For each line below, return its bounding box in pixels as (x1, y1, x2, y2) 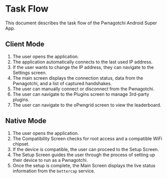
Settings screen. (12, 69, 47, 76)
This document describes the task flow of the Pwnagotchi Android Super (5, 20, 157, 26)
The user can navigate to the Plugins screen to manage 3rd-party (12, 91, 149, 97)
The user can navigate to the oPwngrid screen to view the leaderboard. (12, 102, 161, 108)
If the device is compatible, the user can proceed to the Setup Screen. (12, 146, 159, 152)
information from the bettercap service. (12, 168, 95, 174)
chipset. (12, 140, 30, 147)
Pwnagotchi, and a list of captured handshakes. (12, 80, 112, 86)
